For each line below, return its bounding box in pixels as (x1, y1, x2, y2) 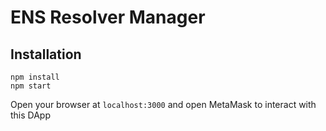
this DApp (10, 109, 52, 121)
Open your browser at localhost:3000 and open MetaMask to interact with (10, 99, 317, 110)
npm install (10, 72, 60, 82)
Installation (10, 46, 82, 63)
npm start (10, 81, 52, 91)
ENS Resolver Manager (10, 6, 206, 29)
